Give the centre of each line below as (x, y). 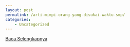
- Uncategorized (32, 24)
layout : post (19, 10)
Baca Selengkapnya (26, 39)
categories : (18, 19)
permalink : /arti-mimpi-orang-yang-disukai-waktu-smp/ (65, 15)
